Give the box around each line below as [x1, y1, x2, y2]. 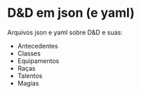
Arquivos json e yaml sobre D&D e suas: [7, 28, 123, 36]
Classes [17, 49, 41, 58]
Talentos [17, 72, 43, 80]
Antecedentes [17, 41, 58, 50]
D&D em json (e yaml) [7, 5, 135, 21]
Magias [17, 79, 39, 87]
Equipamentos [17, 56, 60, 65]
